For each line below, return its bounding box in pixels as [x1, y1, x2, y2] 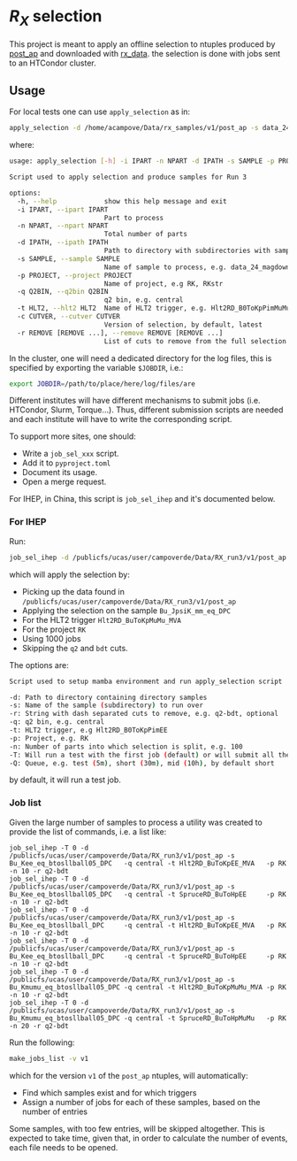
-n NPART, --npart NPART [17, 221, 109, 231]
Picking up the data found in [21, 586, 126, 596]
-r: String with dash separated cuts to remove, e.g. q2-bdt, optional [9, 710, 278, 719]
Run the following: [9, 1037, 75, 1048]
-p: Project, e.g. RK [9, 734, 89, 742]
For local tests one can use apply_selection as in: [9, 106, 191, 117]
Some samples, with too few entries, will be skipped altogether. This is [9, 1123, 265, 1134]
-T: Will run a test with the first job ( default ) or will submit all [9, 750, 275, 759]
